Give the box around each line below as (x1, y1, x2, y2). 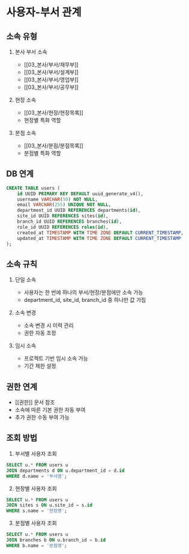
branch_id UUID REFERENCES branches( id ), (17, 218, 122, 225)
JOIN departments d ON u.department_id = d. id (6, 468, 125, 474)
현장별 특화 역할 (23, 116, 61, 124)
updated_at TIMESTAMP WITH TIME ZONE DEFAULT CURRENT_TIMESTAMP (17, 235, 181, 241)
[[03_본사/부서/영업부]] (23, 76, 79, 83)
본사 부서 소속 (14, 49, 47, 55)
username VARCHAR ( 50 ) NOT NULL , (17, 196, 98, 202)
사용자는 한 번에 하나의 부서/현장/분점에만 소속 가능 (23, 289, 143, 296)
